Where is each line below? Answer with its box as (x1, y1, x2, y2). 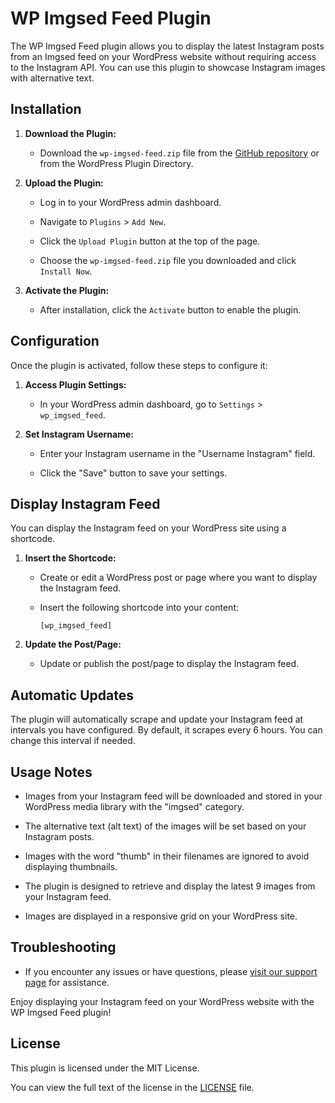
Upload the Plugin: (24, 177, 104, 189)
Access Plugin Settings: (24, 378, 127, 391)
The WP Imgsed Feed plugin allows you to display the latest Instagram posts (10, 40, 325, 52)
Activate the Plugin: (24, 284, 110, 296)
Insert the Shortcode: (24, 552, 117, 564)
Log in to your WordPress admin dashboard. (39, 196, 222, 208)
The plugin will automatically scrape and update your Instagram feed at (10, 713, 304, 726)
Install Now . (39, 265, 93, 277)
